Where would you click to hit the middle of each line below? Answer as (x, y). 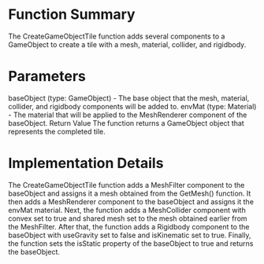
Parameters (47, 77)
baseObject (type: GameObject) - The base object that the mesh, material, (129, 98)
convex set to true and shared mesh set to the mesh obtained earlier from (128, 218)
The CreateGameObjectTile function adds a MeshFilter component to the (126, 185)
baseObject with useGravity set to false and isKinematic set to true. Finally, (130, 235)
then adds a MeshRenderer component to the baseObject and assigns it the (131, 201)
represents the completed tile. (57, 131)
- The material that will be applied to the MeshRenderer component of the (128, 115)
